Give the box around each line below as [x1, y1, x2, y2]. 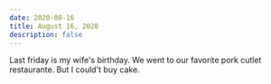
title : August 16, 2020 [9, 22, 99, 31]
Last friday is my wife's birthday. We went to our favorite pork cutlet [9, 55, 262, 66]
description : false [9, 30, 83, 39]
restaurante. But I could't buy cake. [9, 64, 140, 75]
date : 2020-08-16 [9, 13, 75, 23]
